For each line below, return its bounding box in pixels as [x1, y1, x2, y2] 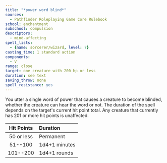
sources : [5, 12, 24, 17]
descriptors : [5, 31, 33, 36]
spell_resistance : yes [5, 82, 53, 87]
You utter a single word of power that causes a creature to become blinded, [5, 96, 162, 102]
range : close [5, 64, 33, 69]
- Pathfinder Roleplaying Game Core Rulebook [10, 17, 107, 22]
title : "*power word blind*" [5, 7, 67, 13]
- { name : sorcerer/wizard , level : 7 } [10, 45, 89, 50]
